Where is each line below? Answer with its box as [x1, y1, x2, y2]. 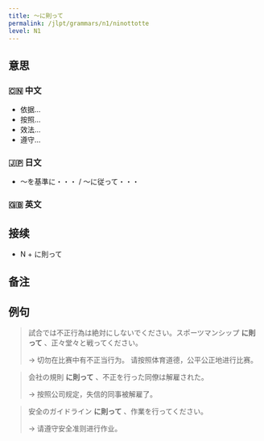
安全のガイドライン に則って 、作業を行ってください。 [27, 406, 208, 416]
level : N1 [8, 27, 42, 35]
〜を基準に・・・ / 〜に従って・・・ [19, 177, 140, 186]
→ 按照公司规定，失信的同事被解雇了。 [27, 389, 158, 399]
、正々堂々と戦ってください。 [43, 338, 142, 347]
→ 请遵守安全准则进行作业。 [27, 424, 122, 434]
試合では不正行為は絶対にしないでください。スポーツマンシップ [27, 328, 240, 338]
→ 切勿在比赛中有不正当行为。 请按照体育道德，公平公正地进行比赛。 [27, 356, 258, 365]
